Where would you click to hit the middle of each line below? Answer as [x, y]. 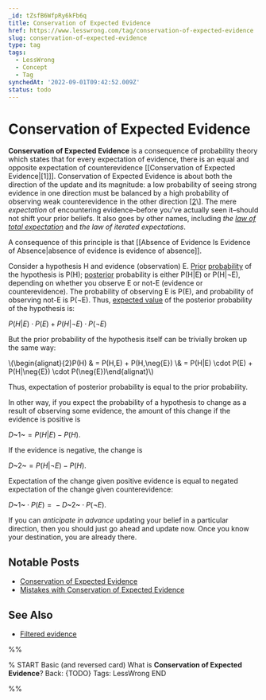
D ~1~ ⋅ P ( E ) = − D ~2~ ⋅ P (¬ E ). [58, 505]
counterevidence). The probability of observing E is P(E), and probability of [131, 292]
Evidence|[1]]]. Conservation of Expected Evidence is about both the [120, 177]
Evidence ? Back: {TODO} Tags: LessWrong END [87, 673]
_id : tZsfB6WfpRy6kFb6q [48, 16]
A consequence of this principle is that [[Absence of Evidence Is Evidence [129, 243]
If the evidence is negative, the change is [75, 450]
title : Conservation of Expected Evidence [79, 23]
